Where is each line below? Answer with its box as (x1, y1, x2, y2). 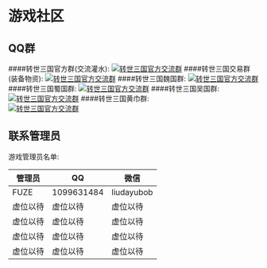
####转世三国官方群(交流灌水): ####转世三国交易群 (8, 64, 251, 73)
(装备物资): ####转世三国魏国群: (8, 74, 187, 84)
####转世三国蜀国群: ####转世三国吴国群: (8, 84, 220, 93)
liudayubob (110, 186, 153, 197)
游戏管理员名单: (8, 152, 60, 161)
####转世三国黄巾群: (80, 94, 149, 103)
